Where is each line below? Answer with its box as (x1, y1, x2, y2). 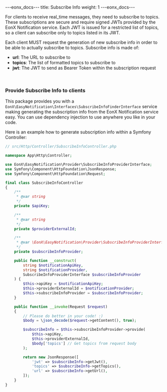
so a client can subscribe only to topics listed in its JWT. (5, 30, 120, 35)
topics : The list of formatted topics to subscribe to (12, 60, 116, 65)
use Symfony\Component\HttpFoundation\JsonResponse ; (5, 166, 117, 171)
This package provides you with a (5, 98, 75, 104)
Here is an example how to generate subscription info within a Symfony (5, 129, 152, 135)
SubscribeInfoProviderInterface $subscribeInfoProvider (23, 272, 141, 277)
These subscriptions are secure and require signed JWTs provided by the (5, 19, 156, 25)
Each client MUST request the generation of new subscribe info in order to (5, 39, 158, 45)
